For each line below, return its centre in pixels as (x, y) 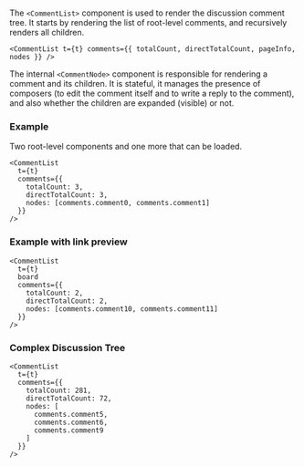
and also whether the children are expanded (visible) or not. (122, 103)
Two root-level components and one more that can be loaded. (126, 147)
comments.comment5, (70, 414)
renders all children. (47, 32)
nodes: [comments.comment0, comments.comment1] (118, 203)
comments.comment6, (70, 422)
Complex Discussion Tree (68, 348)
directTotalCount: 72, (69, 398)
